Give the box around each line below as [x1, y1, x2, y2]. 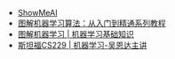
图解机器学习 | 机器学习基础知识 [17, 29, 135, 39]
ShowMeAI [17, 8, 58, 18]
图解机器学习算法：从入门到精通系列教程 [17, 18, 166, 28]
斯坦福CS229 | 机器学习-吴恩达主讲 [17, 40, 147, 50]
